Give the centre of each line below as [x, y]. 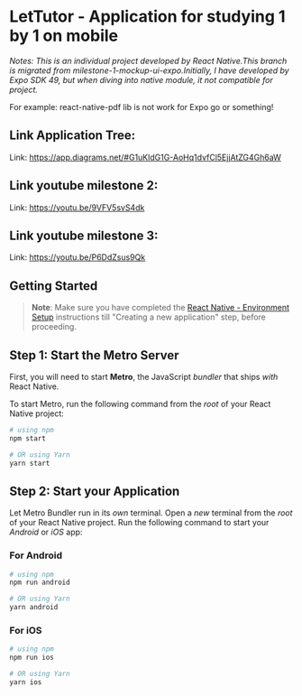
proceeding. [54, 327]
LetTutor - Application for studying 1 [147, 17]
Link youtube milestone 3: [84, 235]
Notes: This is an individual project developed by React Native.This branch [148, 60]
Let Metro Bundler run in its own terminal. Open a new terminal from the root [151, 513]
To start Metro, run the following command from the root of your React [140, 404]
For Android [36, 555]
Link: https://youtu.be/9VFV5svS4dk [77, 207]
